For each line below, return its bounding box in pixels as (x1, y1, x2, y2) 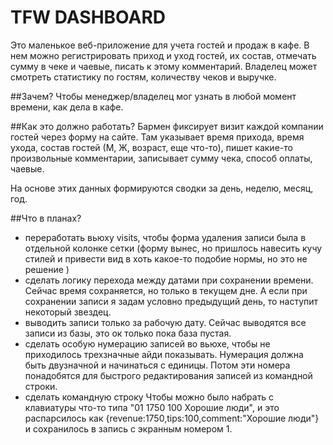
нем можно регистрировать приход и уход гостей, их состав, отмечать (10, 49, 317, 61)
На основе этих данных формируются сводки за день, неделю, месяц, (10, 182, 314, 194)
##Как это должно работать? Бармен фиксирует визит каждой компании (10, 120, 324, 132)
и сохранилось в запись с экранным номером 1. (24, 422, 233, 435)
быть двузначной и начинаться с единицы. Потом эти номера (24, 359, 291, 371)
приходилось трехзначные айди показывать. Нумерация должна (24, 348, 304, 360)
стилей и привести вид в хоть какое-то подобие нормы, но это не (24, 252, 308, 265)
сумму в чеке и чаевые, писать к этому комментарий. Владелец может (10, 60, 318, 72)
